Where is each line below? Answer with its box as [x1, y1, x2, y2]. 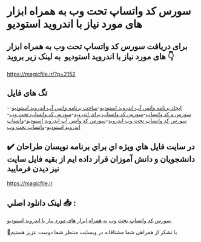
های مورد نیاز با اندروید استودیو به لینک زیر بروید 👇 [7, 51, 174, 62]
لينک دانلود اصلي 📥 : [7, 198, 76, 208]
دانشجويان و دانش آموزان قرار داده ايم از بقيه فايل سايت [7, 154, 196, 165]
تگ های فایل [7, 88, 48, 98]
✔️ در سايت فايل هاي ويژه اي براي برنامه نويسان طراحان [7, 142, 196, 152]
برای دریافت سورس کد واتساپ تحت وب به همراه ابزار [7, 41, 188, 51]
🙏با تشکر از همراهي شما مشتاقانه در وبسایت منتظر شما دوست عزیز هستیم [7, 229, 177, 236]
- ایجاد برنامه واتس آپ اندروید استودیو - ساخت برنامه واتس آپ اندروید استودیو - [7, 104, 182, 111]
